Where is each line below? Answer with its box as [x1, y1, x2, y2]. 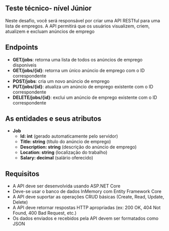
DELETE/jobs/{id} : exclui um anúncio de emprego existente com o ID [12, 94, 157, 101]
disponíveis [12, 62, 37, 68]
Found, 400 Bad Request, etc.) [12, 210, 77, 216]
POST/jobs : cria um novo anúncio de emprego [12, 78, 110, 84]
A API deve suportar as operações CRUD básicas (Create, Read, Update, [12, 194, 164, 200]
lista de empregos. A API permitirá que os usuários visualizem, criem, [5, 23, 150, 29]
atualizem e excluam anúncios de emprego [5, 28, 95, 35]
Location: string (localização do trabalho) [20, 149, 108, 155]
